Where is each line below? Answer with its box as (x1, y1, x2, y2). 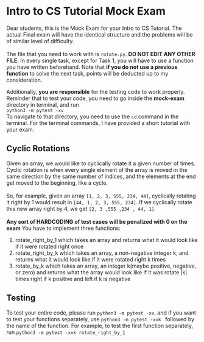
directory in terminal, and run (6, 101, 79, 108)
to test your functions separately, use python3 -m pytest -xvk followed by (6, 315, 195, 322)
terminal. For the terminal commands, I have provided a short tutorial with (6, 119, 191, 126)
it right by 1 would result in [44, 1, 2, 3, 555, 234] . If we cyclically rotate (6, 198, 193, 205)
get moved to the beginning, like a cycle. (6, 179, 108, 187)
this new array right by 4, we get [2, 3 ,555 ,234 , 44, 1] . (6, 205, 157, 212)
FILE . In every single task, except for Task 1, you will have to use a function (6, 57, 194, 64)
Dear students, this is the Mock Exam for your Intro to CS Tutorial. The (6, 24, 182, 32)
